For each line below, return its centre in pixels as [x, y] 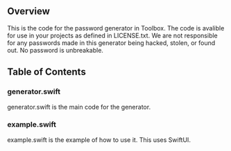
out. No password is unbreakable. [55, 50]
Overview [29, 11]
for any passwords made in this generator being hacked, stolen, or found [111, 43]
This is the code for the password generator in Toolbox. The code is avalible [116, 28]
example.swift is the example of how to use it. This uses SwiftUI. [99, 140]
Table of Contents [47, 72]
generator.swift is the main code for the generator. [79, 107]
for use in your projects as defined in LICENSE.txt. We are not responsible [113, 35]
